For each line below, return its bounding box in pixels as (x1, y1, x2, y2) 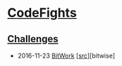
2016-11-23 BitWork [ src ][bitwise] (17, 51, 115, 60)
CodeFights (7, 5, 78, 21)
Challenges (7, 33, 59, 45)
